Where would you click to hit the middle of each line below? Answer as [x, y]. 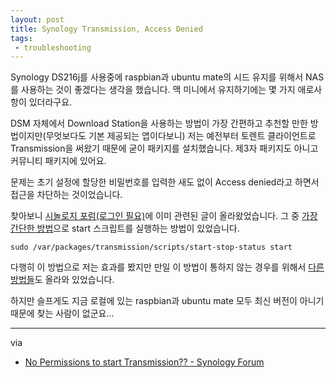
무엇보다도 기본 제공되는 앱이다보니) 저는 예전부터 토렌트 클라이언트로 [181, 136]
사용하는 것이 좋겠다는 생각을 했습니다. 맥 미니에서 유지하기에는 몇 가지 [158, 90]
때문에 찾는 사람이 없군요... [62, 313]
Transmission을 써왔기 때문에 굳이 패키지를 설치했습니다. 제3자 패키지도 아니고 [164, 148]
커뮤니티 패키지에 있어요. [58, 161]
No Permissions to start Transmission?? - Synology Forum [144, 362]
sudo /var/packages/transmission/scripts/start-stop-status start [151, 247]
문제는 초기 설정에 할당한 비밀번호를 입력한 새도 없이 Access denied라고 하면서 [165, 182]
